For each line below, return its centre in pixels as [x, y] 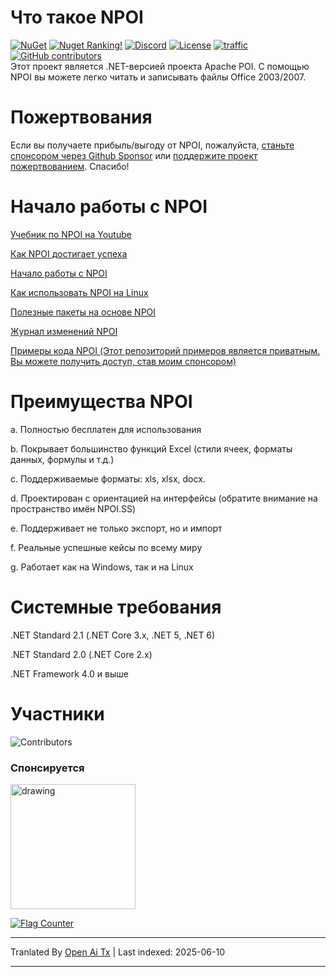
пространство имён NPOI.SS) [73, 508]
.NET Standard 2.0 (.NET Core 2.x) [81, 654]
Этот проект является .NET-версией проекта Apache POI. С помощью [160, 66]
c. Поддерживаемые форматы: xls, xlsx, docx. [108, 478]
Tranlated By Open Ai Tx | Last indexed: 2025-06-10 [117, 952]
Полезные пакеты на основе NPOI [83, 312]
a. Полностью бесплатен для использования [106, 429]
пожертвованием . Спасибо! [70, 166]
